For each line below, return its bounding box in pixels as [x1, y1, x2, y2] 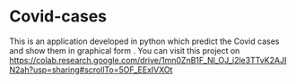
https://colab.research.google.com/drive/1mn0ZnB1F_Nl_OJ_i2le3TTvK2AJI [9, 55, 287, 65]
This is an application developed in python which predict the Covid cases [9, 36, 280, 46]
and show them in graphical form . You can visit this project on [9, 45, 240, 55]
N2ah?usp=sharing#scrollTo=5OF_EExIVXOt [9, 64, 173, 75]
